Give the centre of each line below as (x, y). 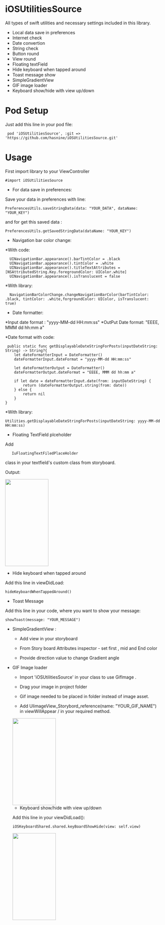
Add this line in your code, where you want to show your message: (73, 611)
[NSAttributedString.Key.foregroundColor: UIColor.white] (66, 272)
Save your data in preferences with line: (45, 199)
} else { (23, 389)
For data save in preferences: (42, 189)
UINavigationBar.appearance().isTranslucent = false (65, 276)
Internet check (27, 38)
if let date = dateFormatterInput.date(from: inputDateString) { (83, 381)
